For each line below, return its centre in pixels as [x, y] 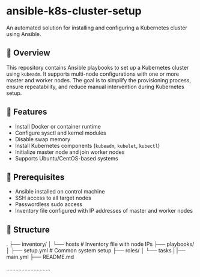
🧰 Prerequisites [35, 177]
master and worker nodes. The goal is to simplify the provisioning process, [98, 80]
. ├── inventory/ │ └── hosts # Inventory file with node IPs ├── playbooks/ [100, 244]
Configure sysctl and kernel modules [60, 133]
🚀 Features [27, 112]
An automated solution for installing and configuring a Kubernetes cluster [97, 28]
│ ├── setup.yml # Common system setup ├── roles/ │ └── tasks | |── [96, 251]
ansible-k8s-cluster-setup [74, 11]
